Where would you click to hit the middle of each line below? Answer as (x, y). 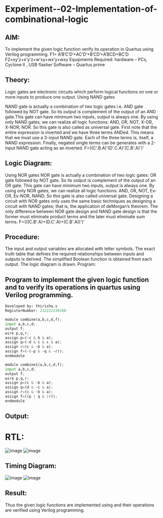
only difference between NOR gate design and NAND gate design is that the (81, 211)
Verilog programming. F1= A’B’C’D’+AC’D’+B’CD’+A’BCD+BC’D (67, 54)
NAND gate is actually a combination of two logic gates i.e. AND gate (74, 106)
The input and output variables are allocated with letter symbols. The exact (80, 249)
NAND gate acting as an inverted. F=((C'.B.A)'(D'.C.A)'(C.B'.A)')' (80, 148)
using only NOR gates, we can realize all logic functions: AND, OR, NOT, (77, 190)
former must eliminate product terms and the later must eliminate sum (75, 216)
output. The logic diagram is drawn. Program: (51, 264)
